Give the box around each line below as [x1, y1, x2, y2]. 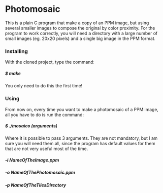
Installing [5, 48, 28, 55]
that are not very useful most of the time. [5, 146, 88, 152]
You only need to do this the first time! [5, 83, 83, 89]
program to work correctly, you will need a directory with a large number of [5, 30, 158, 36]
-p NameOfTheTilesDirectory [5, 182, 66, 188]
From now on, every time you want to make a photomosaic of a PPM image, [5, 106, 159, 112]
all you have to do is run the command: [5, 112, 84, 117]
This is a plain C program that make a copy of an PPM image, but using [5, 20, 149, 26]
